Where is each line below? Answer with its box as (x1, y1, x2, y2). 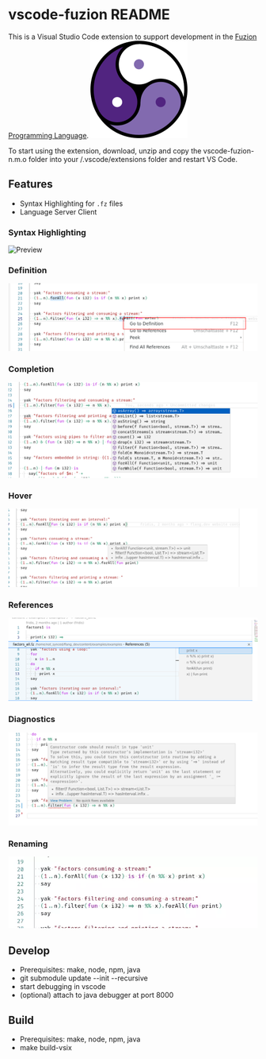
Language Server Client (19, 207, 97, 216)
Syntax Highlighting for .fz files (19, 199, 123, 208)
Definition (8, 265, 47, 276)
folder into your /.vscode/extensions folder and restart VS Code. (28, 154, 237, 164)
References (8, 600, 54, 611)
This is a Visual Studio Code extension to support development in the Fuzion (8, 32, 257, 41)
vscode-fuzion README (8, 6, 170, 24)
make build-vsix (19, 1042, 73, 1052)
